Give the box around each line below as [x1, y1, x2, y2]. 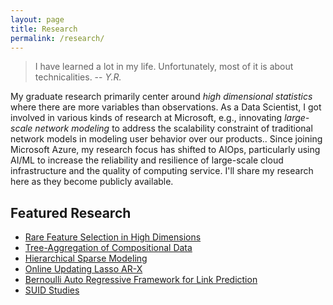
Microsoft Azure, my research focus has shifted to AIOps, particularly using [10, 144, 321, 156]
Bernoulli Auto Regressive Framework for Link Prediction [24, 274, 258, 286]
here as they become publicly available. [10, 176, 174, 188]
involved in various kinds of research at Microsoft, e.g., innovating [10, 112, 283, 124]
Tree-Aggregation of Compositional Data [24, 242, 193, 254]
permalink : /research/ [10, 33, 105, 43]
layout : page [10, 14, 65, 25]
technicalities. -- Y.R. [34, 71, 122, 83]
